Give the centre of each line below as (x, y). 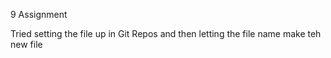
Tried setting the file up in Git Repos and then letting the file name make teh (166, 33)
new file (26, 44)
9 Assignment (39, 14)
